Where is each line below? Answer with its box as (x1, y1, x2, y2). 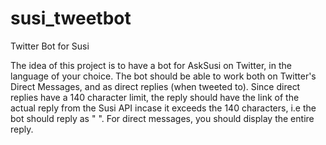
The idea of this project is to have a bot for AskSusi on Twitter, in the (10, 59, 292, 71)
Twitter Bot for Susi (10, 40, 90, 52)
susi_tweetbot (10, 7, 132, 30)
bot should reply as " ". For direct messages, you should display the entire (10, 112, 315, 124)
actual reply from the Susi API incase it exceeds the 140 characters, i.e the (10, 102, 317, 114)
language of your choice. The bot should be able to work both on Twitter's (10, 70, 317, 82)
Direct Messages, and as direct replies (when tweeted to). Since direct (10, 80, 301, 92)
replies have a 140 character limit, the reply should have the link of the (10, 91, 300, 103)
